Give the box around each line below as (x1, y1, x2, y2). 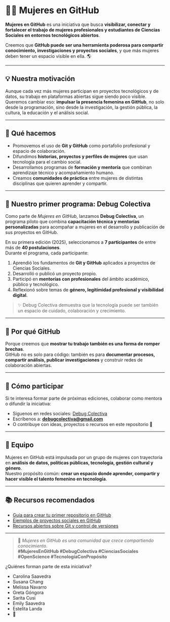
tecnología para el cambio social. (12, 158, 82, 165)
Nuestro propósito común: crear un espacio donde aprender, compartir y (5, 470, 160, 476)
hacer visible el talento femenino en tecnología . (5, 476, 107, 482)
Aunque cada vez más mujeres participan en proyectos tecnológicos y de (5, 88, 159, 94)
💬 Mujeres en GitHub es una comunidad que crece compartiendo (17, 537, 154, 543)
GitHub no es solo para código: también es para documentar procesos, (5, 351, 155, 357)
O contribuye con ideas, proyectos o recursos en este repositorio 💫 (12, 421, 153, 427)
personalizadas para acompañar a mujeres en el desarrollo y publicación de (5, 224, 165, 230)
